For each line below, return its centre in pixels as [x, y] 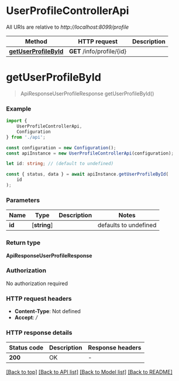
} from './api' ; [26, 137]
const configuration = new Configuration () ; [61, 147]
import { [17, 121]
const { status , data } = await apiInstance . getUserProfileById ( [87, 174]
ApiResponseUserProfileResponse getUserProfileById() [87, 93]
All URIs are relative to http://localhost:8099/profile [68, 27]
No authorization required [37, 283]
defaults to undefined [127, 225]
